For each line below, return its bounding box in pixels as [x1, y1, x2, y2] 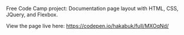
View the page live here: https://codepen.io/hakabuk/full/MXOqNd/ [6, 23, 169, 29]
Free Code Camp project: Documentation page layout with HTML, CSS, [6, 5, 179, 12]
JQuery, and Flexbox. [6, 11, 58, 18]
